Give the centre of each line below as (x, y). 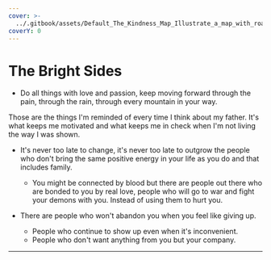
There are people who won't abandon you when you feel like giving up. (138, 216)
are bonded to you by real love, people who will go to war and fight (143, 191)
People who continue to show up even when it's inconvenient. (135, 232)
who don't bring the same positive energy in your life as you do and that (140, 159)
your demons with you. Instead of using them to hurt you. (127, 200)
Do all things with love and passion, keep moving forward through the (135, 93)
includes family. (46, 167)
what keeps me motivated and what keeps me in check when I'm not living (132, 126)
